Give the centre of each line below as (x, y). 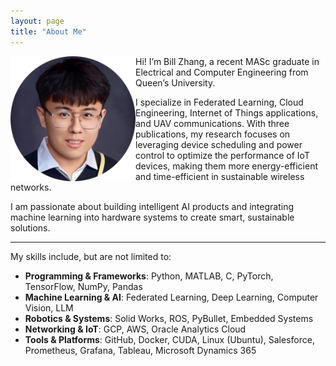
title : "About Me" (48, 31)
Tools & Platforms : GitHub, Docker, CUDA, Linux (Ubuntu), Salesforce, (169, 339)
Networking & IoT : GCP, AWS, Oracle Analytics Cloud (135, 329)
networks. (31, 187)
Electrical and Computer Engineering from (222, 72)
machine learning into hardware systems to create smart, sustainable (152, 217)
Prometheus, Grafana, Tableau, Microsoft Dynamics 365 (140, 350)
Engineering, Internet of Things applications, (227, 112)
